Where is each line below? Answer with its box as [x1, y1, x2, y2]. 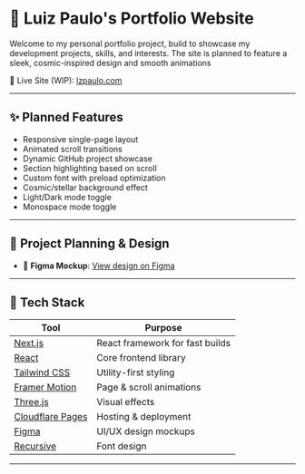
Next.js [14, 337, 44, 350]
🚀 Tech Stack [9, 295, 85, 310]
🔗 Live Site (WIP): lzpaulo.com [9, 74, 123, 85]
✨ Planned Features [9, 110, 124, 125]
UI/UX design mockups [96, 425, 195, 438]
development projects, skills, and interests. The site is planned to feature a [9, 47, 288, 58]
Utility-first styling [96, 366, 175, 379]
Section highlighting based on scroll [22, 162, 157, 173]
